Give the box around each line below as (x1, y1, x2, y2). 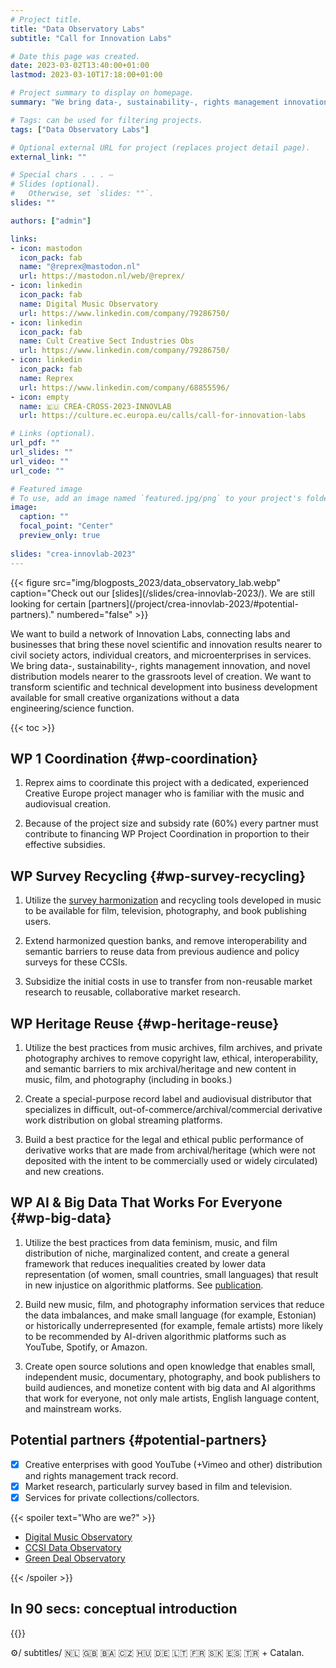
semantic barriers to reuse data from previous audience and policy (24, 946, 300, 958)
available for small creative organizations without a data (10, 691, 240, 703)
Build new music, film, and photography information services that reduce (24, 1298, 325, 1310)
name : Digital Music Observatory (19, 299, 159, 309)
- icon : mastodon (10, 243, 83, 253)
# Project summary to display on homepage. (10, 88, 195, 98)
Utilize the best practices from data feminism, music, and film (24, 1236, 278, 1248)
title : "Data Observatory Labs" (10, 24, 145, 34)
